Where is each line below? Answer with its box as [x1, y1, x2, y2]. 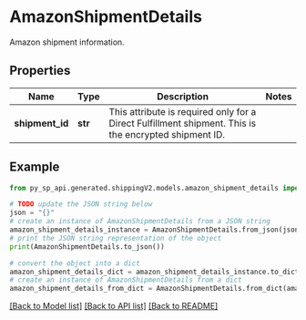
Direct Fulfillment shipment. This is [108, 117, 257, 129]
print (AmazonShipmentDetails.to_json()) [9, 242, 166, 252]
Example [9, 160, 60, 175]
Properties [9, 63, 71, 78]
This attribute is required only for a [108, 105, 257, 118]
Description [156, 89, 209, 102]
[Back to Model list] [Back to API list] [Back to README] [9, 301, 219, 312]
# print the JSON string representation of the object [9, 233, 222, 243]
